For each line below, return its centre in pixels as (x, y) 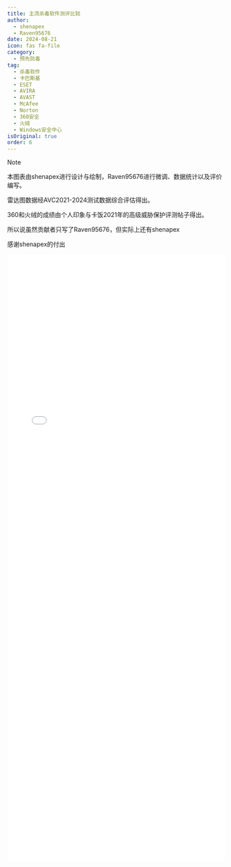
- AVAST (25, 98)
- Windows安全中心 (38, 130)
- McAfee (26, 104)
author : (18, 20)
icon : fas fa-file (34, 46)
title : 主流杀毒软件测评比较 (44, 14)
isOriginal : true (32, 136)
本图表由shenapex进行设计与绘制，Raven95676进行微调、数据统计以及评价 (115, 177)
